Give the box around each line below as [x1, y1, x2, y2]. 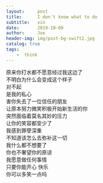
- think [16, 52, 38, 58]
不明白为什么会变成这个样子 [6, 76, 73, 83]
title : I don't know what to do [6, 14, 98, 20]
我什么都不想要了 [6, 141, 47, 149]
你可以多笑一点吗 [6, 170, 47, 178]
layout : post [6, 8, 48, 15]
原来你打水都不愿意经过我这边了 [6, 68, 83, 76]
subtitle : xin [6, 19, 45, 25]
